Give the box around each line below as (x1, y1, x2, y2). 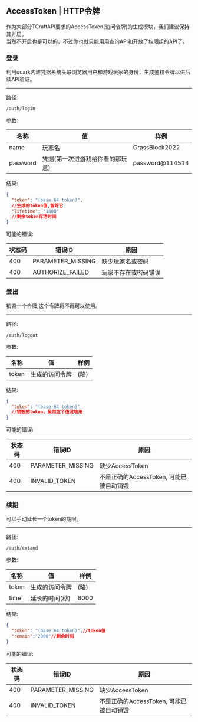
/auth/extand (6, 545, 38, 551)
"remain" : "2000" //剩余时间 (11, 633, 74, 639)
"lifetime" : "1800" (11, 208, 60, 214)
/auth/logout (6, 332, 38, 338)
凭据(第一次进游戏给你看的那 (42, 155, 122, 163)
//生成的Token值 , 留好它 (11, 202, 64, 208)
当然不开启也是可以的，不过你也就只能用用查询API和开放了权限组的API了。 (6, 38, 188, 45)
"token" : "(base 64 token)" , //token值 (11, 628, 106, 634)
